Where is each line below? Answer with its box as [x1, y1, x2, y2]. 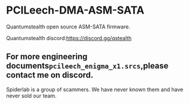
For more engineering [6, 51, 88, 62]
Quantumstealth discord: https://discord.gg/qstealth [6, 34, 132, 41]
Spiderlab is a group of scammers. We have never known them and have [6, 86, 184, 93]
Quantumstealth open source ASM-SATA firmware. [6, 23, 130, 30]
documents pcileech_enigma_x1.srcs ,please [6, 61, 169, 71]
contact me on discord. [6, 70, 94, 80]
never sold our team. [6, 92, 57, 99]
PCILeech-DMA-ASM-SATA [6, 4, 145, 17]
